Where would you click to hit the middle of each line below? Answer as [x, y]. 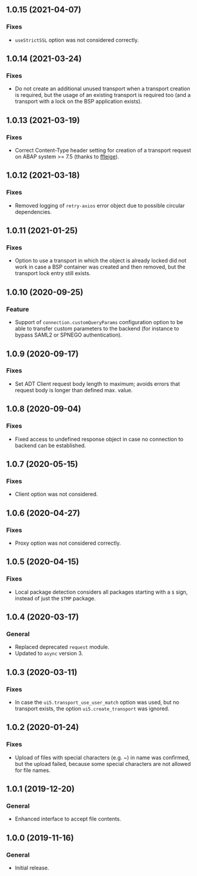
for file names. [33, 770]
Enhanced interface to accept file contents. [68, 819]
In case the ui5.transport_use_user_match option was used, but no [97, 702]
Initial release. [32, 868]
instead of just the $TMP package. [55, 598]
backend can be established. [50, 445]
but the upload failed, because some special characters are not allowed [103, 764]
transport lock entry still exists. [53, 273]
